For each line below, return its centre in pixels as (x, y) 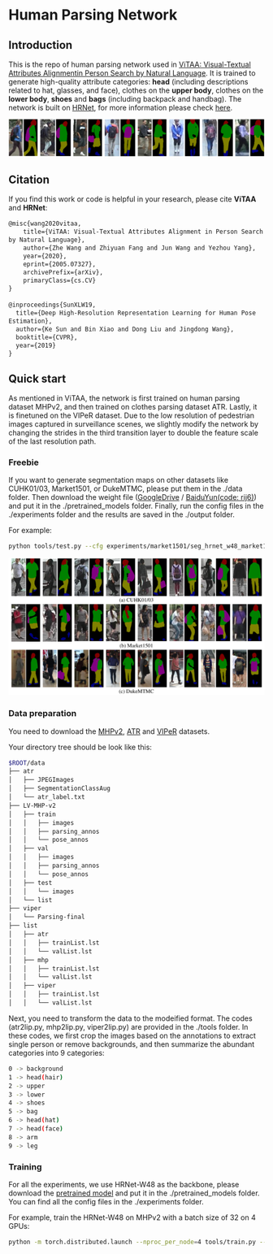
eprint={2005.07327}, (59, 265)
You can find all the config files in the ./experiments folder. (106, 1202)
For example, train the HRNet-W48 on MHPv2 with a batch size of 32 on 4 (132, 1217)
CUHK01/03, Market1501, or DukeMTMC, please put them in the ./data (126, 488)
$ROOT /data (27, 763)
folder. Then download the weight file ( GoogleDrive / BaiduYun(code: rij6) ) (133, 497)
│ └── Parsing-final (47, 917)
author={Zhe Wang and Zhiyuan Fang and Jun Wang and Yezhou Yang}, (139, 248)
